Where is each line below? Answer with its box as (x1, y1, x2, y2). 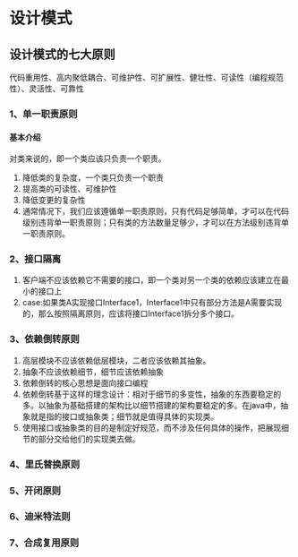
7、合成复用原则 (9, 536, 80, 549)
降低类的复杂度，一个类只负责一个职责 (21, 172, 164, 184)
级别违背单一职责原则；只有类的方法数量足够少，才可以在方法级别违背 (21, 217, 282, 228)
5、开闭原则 (9, 484, 61, 497)
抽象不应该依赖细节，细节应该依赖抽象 (21, 366, 164, 377)
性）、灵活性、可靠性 (9, 83, 84, 94)
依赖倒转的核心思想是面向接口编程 (21, 377, 149, 388)
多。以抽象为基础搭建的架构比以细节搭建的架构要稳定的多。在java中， (21, 399, 281, 410)
